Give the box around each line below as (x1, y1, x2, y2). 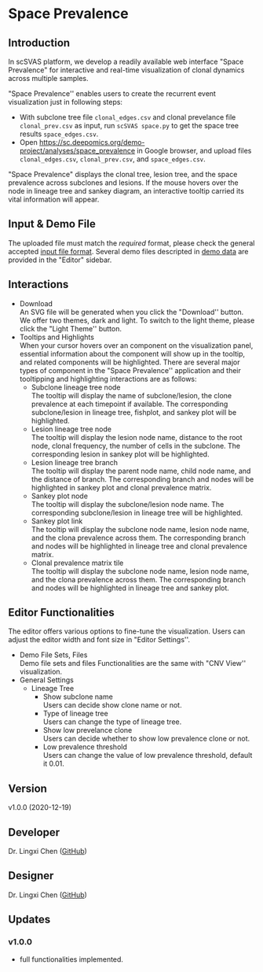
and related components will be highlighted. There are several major (19, 357, 240, 367)
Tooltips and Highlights (19, 332, 94, 342)
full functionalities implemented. (19, 954, 124, 964)
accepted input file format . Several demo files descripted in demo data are (8, 246, 249, 256)
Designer (8, 869, 54, 882)
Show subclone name (42, 692, 114, 701)
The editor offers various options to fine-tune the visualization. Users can (8, 626, 246, 636)
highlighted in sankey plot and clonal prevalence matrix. (31, 482, 212, 492)
